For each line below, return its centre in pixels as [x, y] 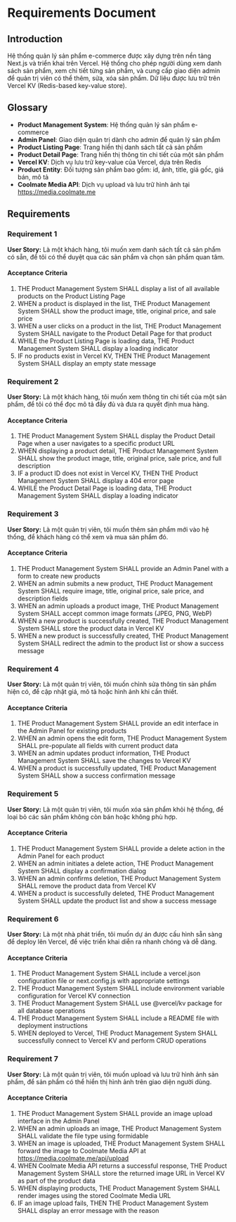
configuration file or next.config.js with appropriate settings [103, 981]
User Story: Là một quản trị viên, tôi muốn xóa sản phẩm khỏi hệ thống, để [116, 809]
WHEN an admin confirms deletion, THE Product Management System [119, 878]
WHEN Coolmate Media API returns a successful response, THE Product [122, 1166]
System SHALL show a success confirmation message [96, 776]
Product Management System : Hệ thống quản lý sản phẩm [104, 124]
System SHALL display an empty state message [87, 363]
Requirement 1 [32, 234]
